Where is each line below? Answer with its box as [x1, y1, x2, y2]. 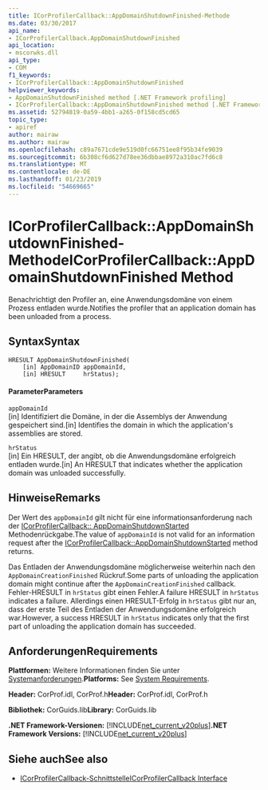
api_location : [8, 42, 56, 50]
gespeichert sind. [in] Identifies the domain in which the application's [8, 420, 234, 429]
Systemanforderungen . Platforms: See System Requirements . [8, 674, 210, 684]
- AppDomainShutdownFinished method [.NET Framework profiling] [8, 94, 227, 102]
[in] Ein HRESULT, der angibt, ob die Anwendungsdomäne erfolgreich [8, 451, 237, 461]
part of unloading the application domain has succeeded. [8, 621, 196, 631]
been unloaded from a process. [8, 311, 112, 321]
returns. [8, 546, 34, 556]
